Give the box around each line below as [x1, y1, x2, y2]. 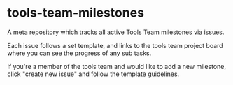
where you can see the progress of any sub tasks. [7, 49, 152, 57]
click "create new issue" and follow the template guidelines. [7, 70, 180, 78]
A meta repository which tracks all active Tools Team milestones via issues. [7, 28, 225, 36]
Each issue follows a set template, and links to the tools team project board [7, 41, 223, 49]
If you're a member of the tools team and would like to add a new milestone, [7, 62, 226, 70]
